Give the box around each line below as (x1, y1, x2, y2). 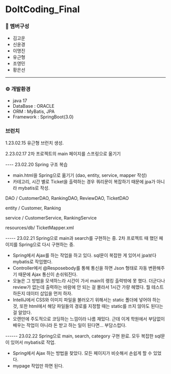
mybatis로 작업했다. (12, 259, 53, 265)
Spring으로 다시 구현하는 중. (18, 241, 75, 247)
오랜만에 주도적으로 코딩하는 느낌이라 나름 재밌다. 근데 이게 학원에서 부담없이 (12, 316, 165, 322)
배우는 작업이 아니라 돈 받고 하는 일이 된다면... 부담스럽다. (12, 322, 127, 328)
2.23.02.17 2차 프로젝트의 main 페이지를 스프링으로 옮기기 (5, 151, 121, 157)
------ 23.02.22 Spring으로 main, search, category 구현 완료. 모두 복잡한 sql (5, 333, 161, 339)
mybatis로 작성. (18, 185, 50, 191)
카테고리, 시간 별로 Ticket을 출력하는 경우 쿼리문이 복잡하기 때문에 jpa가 (12, 179, 156, 185)
